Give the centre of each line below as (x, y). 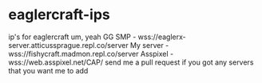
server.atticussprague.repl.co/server (69, 45)
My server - (150, 45)
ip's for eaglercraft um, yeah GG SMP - (72, 37)
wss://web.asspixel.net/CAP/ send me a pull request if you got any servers (131, 62)
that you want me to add (48, 70)
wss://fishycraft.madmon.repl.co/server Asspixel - (91, 53)
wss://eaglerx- (162, 37)
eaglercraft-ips (59, 15)
